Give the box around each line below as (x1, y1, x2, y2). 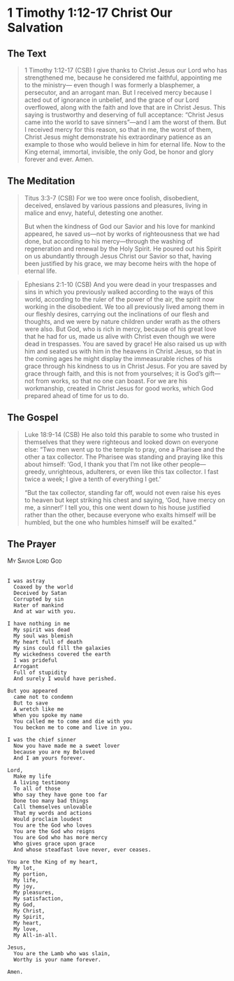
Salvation (7, 20, 64, 36)
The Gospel (7, 412, 59, 424)
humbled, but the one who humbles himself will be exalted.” (24, 518, 197, 526)
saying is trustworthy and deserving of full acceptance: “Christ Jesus (24, 110, 224, 119)
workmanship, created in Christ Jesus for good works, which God (24, 384, 214, 392)
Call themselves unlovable (13, 804, 92, 811)
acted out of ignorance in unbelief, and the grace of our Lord (24, 96, 199, 104)
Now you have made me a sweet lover (13, 742, 120, 750)
